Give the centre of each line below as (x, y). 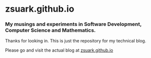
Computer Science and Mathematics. (50, 30)
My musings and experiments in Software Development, (73, 24)
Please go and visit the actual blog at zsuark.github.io (59, 50)
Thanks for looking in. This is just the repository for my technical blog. (75, 41)
